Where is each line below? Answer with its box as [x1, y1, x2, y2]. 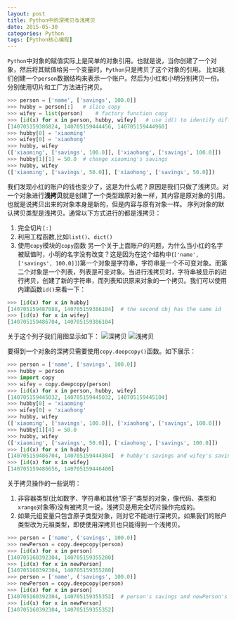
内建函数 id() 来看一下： [17, 285, 86, 293]
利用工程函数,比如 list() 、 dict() [17, 232, 113, 241]
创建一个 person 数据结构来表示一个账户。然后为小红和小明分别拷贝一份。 [13, 74, 223, 83]
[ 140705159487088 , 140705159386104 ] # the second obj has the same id [7, 305, 221, 312]
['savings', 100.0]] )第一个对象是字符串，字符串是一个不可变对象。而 [17, 258, 221, 267]
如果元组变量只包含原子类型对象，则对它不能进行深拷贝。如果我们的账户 [17, 512, 227, 520]
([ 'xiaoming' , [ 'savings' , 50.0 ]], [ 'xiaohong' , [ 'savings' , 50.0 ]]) [7, 169, 216, 176]
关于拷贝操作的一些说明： [7, 479, 81, 487]
